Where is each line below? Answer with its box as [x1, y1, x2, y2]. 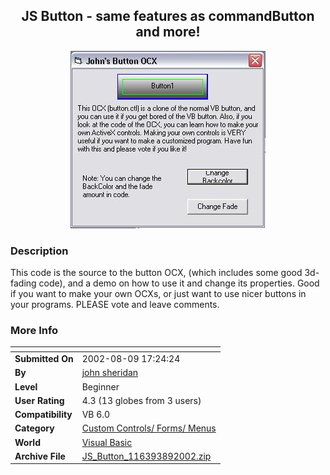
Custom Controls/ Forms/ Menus [81, 422, 217, 434]
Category [14, 422, 55, 434]
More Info [10, 324, 59, 338]
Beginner [81, 380, 120, 393]
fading [10, 277, 37, 289]
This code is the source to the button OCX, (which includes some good [10, 267, 303, 279]
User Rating [14, 394, 65, 406]
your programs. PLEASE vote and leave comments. [10, 299, 220, 311]
